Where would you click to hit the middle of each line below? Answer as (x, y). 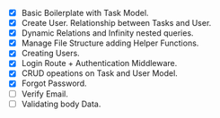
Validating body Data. (61, 104)
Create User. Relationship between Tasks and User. (116, 23)
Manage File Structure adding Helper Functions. (110, 43)
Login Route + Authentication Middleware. (99, 63)
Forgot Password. (54, 83)
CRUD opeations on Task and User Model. (100, 73)
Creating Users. (50, 54)
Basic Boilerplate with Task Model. (85, 13)
